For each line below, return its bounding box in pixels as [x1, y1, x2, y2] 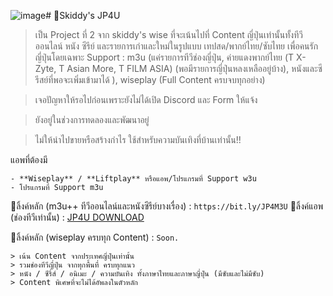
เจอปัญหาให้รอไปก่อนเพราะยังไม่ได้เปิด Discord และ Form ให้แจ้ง [34, 94, 258, 105]
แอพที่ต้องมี [10, 154, 48, 165]
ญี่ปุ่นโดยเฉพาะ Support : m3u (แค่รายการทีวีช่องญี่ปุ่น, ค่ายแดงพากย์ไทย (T [34, 51, 295, 63]
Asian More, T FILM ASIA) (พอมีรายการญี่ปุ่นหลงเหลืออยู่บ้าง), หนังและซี [66, 63, 323, 74]
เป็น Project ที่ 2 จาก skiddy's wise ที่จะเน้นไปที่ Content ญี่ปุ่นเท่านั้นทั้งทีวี [34, 29, 303, 40]
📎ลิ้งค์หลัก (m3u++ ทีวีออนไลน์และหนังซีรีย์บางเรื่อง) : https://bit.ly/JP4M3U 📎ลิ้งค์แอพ [10, 200, 324, 212]
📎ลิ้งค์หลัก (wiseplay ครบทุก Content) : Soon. [10, 231, 180, 243]
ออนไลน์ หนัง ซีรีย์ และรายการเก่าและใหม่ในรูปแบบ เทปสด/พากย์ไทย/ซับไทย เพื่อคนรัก [34, 40, 319, 52]
